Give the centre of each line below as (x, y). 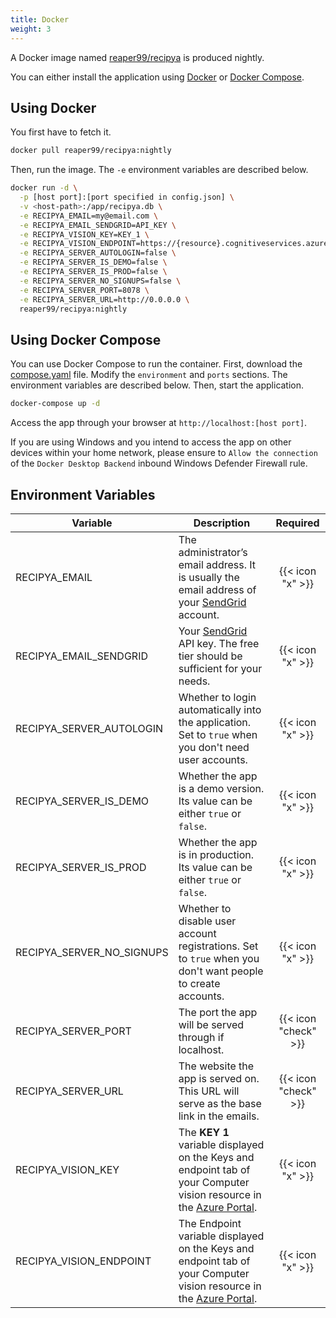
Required (297, 523)
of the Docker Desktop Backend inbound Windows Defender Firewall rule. (159, 463)
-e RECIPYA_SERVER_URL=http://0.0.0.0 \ (104, 299)
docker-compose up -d (55, 404)
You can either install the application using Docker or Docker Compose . (157, 77)
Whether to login (217, 697)
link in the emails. (219, 1116)
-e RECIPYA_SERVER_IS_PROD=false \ (93, 272)
